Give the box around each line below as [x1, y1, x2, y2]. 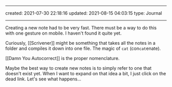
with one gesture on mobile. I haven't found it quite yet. [5, 30, 122, 36]
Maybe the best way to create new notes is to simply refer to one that [5, 65, 152, 71]
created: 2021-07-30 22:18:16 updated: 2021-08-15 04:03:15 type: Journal [5, 10, 162, 16]
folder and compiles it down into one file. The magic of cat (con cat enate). [5, 45, 161, 51]
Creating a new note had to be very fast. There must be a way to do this [5, 25, 157, 31]
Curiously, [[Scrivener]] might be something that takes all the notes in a [5, 40, 156, 46]
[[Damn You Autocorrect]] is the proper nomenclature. [5, 55, 120, 61]
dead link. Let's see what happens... [5, 76, 82, 82]
